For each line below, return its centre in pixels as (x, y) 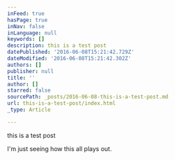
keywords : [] (26, 39)
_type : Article (29, 110)
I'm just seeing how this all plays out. (59, 148)
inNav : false (26, 26)
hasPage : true (28, 20)
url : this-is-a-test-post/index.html (62, 103)
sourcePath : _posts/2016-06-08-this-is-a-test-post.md (88, 97)
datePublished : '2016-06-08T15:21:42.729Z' (71, 52)
